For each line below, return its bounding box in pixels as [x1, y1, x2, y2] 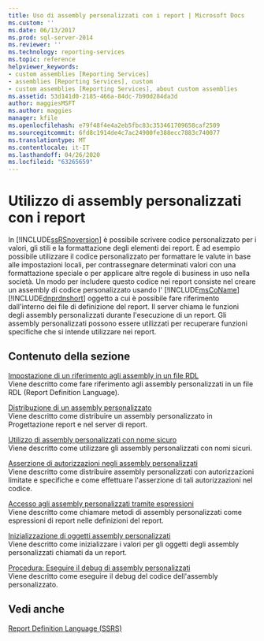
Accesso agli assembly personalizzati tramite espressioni [8, 498, 195, 509]
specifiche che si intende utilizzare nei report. [8, 327, 157, 337]
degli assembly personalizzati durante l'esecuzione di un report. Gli [8, 311, 227, 320]
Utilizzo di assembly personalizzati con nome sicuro [8, 434, 177, 444]
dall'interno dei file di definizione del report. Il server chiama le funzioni [8, 302, 240, 311]
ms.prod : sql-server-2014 [8, 33, 93, 42]
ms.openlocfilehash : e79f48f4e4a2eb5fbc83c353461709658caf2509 [8, 121, 221, 129]
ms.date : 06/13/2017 [8, 26, 76, 34]
